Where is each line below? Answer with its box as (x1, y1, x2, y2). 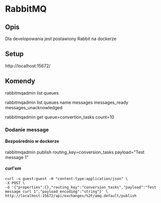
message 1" (5, 154, 28, 160)
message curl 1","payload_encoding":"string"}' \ (5, 189, 109, 194)
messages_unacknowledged (5, 104, 63, 110)
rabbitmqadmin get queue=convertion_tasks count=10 (5, 114, 115, 120)
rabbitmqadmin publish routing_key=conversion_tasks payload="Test (5, 149, 145, 155)
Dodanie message (5, 126, 49, 133)
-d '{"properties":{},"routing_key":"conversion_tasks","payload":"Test (5, 184, 157, 190)
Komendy (5, 77, 35, 85)
